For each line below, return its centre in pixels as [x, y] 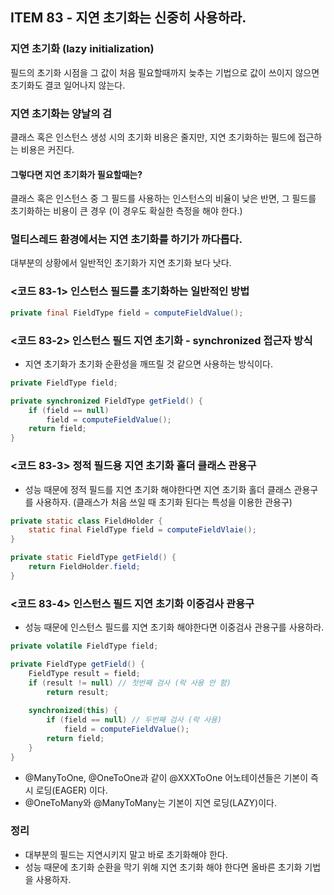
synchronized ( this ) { [73, 711]
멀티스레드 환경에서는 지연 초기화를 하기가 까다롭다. [126, 240]
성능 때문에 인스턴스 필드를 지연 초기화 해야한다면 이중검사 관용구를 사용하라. [174, 627]
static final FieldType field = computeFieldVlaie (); [142, 530]
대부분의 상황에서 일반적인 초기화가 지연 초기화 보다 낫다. [121, 263]
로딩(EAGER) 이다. [71, 790]
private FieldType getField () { [77, 664]
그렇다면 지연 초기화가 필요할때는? [76, 174]
